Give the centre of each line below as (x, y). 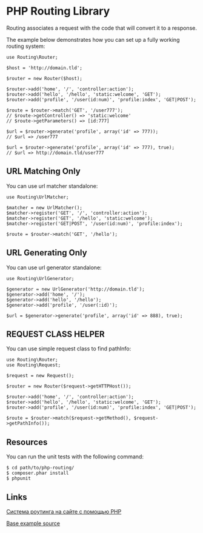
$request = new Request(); (40, 376)
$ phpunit (19, 478)
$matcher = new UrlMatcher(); (45, 207)
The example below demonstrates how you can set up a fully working (93, 39)
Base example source (33, 523)
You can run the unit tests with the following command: (75, 457)
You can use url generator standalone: (54, 267)
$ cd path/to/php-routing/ (40, 468)
